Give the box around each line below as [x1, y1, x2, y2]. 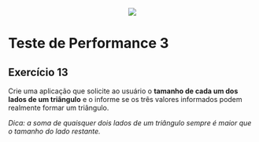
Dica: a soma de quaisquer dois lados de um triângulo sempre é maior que [8, 118, 252, 127]
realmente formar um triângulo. [8, 103, 109, 112]
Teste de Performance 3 [8, 35, 169, 53]
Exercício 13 [8, 65, 68, 78]
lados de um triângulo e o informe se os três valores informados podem [8, 95, 242, 104]
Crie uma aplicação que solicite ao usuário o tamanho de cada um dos [8, 86, 239, 96]
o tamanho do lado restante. [8, 126, 101, 136]
